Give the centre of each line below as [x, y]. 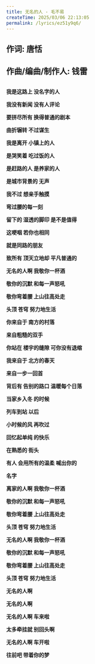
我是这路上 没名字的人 [33, 92]
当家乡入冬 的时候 [28, 399]
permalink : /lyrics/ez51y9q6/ [44, 23]
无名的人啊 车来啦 [28, 616]
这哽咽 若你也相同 [28, 232]
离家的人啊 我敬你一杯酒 [36, 488]
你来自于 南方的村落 [30, 322]
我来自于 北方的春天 [30, 360]
